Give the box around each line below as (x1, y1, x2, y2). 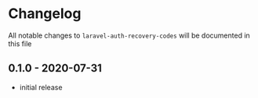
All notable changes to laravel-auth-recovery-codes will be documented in (8, 31, 251, 40)
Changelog (8, 5, 82, 23)
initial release (19, 82, 63, 92)
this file (8, 38, 32, 48)
